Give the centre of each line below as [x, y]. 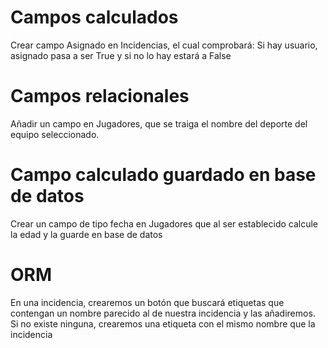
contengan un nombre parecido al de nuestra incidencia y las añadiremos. [163, 313]
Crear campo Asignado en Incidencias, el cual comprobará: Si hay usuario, [164, 45]
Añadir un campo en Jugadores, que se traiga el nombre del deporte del [159, 123]
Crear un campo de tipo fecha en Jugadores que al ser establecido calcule [164, 223]
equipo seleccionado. [55, 134]
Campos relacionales [100, 96]
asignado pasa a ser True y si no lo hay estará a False [121, 55]
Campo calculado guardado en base [163, 175]
